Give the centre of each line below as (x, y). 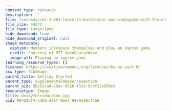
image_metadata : (23, 43)
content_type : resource (31, 10)
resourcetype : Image (27, 91)
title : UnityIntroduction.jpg (38, 96)
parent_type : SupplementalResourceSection (51, 81)
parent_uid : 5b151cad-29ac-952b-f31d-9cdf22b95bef (60, 86)
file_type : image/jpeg (29, 29)
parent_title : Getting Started (39, 77)
